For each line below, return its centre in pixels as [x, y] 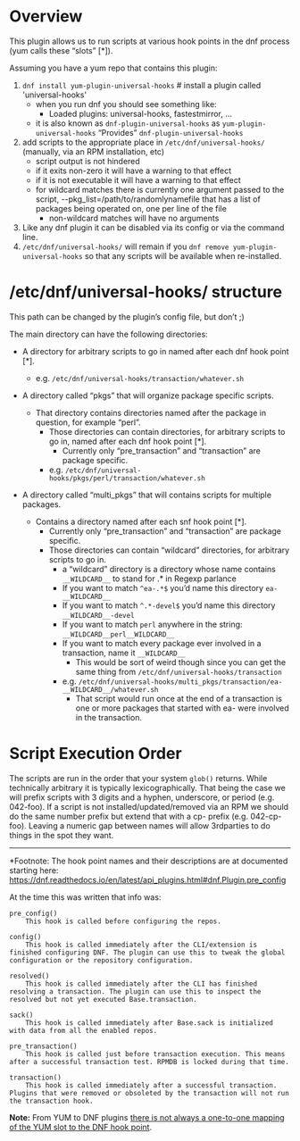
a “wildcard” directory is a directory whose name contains [169, 569]
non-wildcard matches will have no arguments [134, 218]
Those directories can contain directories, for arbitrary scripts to [167, 431]
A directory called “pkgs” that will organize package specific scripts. [148, 396]
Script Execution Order [96, 754]
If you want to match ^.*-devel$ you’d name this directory [169, 605]
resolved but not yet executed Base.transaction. [104, 999]
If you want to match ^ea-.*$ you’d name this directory [163, 587]
